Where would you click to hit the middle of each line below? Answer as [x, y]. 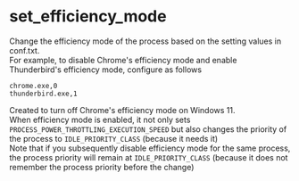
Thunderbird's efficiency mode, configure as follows [106, 70]
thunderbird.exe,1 [43, 94]
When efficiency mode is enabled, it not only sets [100, 119]
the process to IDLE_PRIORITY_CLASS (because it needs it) [114, 138]
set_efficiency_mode [88, 16]
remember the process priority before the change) [102, 167]
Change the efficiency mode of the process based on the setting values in [145, 41]
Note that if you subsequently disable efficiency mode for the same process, [150, 148]
